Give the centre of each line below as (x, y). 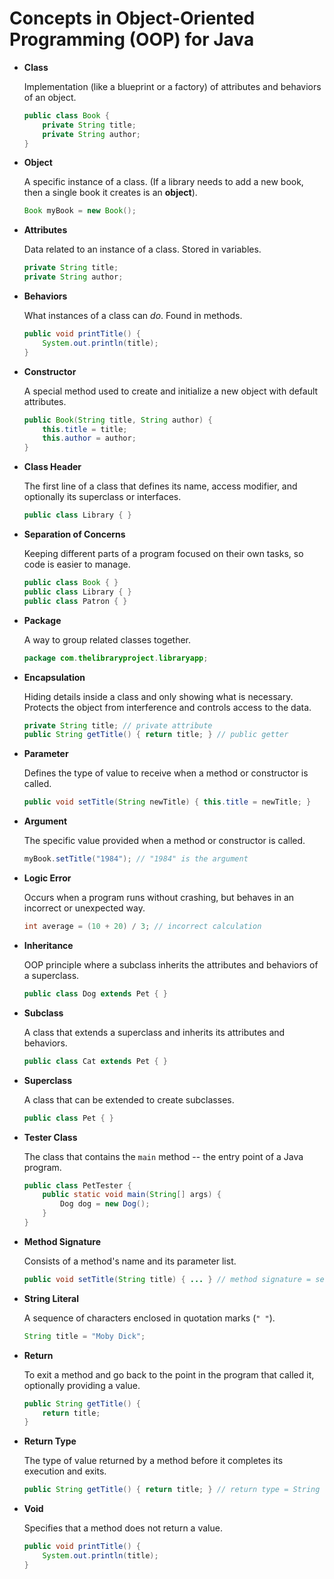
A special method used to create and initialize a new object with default (171, 391)
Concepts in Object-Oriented (132, 18)
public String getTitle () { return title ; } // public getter (156, 735)
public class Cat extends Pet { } (95, 1061)
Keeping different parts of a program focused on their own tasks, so (163, 554)
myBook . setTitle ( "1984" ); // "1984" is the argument (136, 859)
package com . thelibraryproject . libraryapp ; (116, 658)
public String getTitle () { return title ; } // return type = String (172, 1490)
